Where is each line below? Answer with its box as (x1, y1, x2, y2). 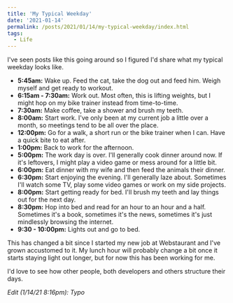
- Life (13, 36, 33, 43)
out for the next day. (17, 195, 76, 204)
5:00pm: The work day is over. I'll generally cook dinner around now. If (17, 151, 223, 160)
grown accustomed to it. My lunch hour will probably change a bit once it (7, 246, 218, 255)
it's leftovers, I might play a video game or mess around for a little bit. (17, 158, 217, 167)
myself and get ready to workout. (17, 84, 113, 92)
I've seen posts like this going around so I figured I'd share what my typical (7, 55, 223, 64)
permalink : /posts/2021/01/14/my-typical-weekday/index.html (7, 23, 190, 30)
